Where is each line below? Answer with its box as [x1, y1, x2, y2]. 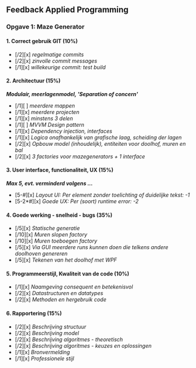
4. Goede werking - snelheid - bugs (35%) [6, 211, 113, 219]
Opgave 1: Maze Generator [6, 23, 85, 31]
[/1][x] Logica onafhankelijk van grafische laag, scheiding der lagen [14, 134, 182, 141]
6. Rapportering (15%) [6, 309, 62, 317]
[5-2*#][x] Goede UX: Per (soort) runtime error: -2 [14, 197, 139, 205]
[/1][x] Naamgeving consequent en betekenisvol [14, 283, 133, 290]
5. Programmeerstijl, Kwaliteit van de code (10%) [6, 270, 130, 277]
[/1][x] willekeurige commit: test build [14, 63, 106, 70]
